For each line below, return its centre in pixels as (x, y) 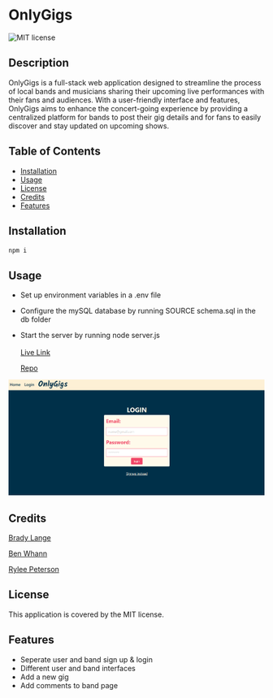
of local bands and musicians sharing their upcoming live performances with (136, 91)
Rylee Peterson (34, 570)
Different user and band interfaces (78, 668)
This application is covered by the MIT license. (86, 614)
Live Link (35, 353)
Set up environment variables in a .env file (91, 295)
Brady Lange (30, 538)
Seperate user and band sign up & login (86, 659)
